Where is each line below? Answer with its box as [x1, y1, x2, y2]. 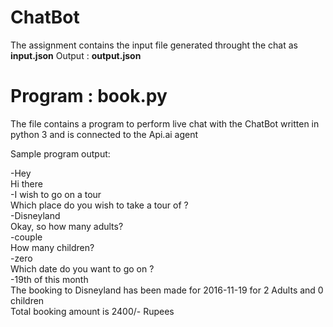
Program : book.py [10, 85, 168, 108]
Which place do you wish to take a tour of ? [10, 199, 189, 211]
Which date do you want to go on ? [10, 262, 155, 275]
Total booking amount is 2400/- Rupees [10, 305, 175, 317]
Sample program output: [10, 147, 111, 160]
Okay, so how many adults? [10, 220, 124, 232]
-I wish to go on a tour [10, 188, 102, 200]
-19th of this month [10, 273, 89, 285]
